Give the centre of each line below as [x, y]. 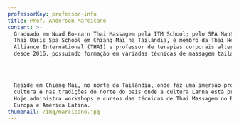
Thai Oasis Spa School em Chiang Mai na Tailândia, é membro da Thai [119, 41]
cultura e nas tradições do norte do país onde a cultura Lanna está [119, 92]
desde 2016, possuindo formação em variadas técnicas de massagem [114, 54]
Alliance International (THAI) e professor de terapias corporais [114, 47]
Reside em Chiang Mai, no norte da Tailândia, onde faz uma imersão [117, 85]
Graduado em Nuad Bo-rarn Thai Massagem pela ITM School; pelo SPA [116, 34]
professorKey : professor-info [52, 14]
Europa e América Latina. [52, 105]
